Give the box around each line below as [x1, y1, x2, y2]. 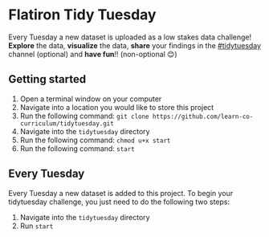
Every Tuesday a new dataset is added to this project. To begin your [8, 188, 234, 198]
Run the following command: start [19, 143, 135, 153]
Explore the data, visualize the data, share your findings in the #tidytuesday [8, 40, 262, 50]
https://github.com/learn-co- [152, 112, 254, 121]
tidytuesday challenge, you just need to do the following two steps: [8, 197, 230, 206]
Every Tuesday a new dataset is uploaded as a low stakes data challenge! [8, 32, 251, 42]
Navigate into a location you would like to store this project [19, 102, 214, 112]
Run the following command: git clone [19, 111, 150, 121]
